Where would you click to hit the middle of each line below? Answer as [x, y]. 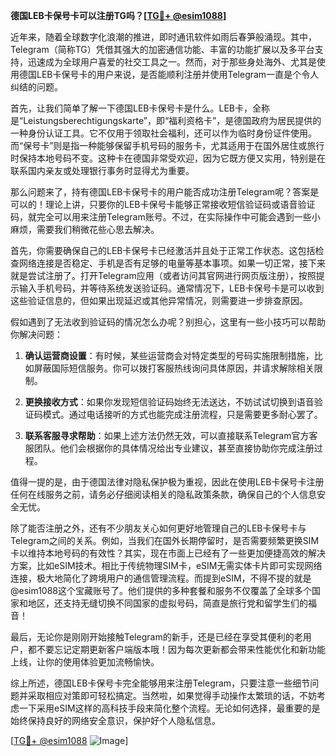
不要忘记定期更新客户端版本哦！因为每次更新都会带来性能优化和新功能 [181, 649]
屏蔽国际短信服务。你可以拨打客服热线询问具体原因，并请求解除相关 [174, 368]
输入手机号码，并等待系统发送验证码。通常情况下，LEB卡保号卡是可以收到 [171, 288]
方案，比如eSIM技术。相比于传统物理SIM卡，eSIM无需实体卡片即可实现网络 [166, 565]
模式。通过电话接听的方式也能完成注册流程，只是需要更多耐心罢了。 [182, 414]
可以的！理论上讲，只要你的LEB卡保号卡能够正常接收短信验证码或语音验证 [163, 204]
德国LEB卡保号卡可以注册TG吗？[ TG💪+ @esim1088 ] [118, 15]
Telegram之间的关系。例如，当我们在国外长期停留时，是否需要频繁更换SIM [165, 540]
